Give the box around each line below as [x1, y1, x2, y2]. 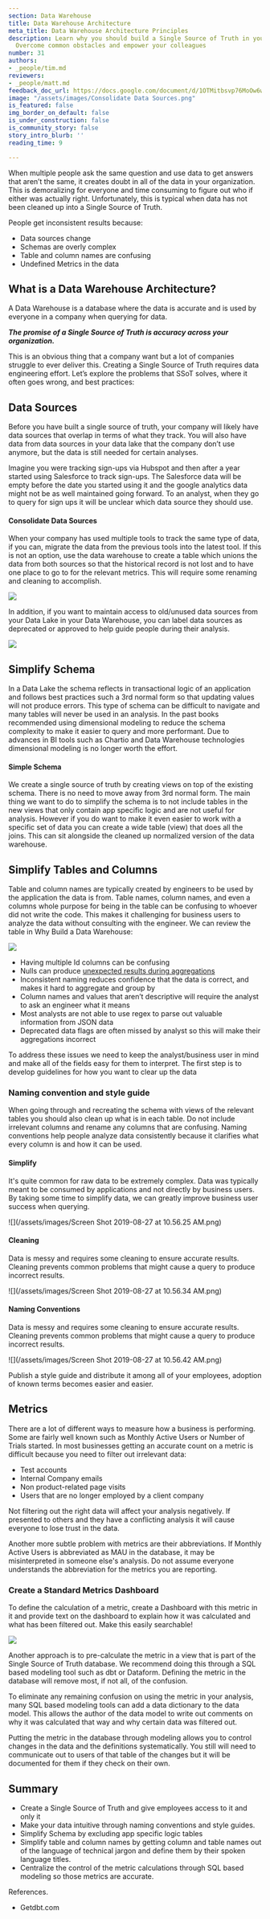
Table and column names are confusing [19, 250, 151, 260]
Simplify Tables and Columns [8, 863, 158, 876]
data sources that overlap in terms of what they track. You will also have [8, 431, 247, 441]
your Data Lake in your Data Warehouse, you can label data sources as [8, 616, 243, 625]
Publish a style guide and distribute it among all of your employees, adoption [8, 1371, 262, 1380]
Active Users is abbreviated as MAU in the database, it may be [8, 1547, 215, 1556]
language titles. [19, 1854, 72, 1864]
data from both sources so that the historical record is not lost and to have [8, 560, 254, 569]
